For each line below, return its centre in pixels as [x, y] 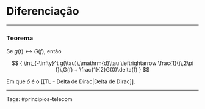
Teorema [20, 38]
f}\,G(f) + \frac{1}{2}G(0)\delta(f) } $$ [103, 70]
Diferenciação [43, 11]
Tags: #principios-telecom [39, 99]
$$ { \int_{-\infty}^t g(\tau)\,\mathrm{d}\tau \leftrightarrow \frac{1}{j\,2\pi [103, 63]
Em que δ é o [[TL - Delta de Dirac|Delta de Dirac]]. [71, 81]
